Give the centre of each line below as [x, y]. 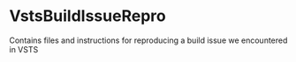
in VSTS [24, 49]
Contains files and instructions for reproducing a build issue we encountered [148, 40]
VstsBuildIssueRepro [87, 16]
